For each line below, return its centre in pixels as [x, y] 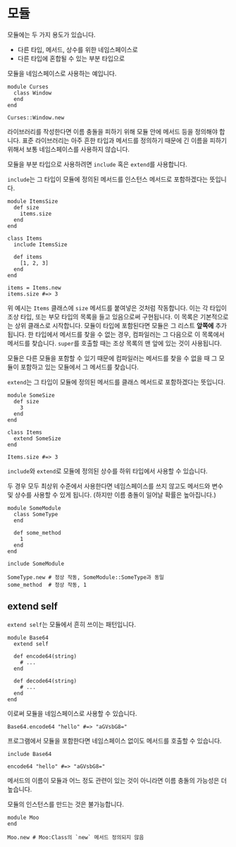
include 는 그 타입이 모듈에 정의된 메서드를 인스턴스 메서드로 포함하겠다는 [108, 179]
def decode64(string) [45, 681]
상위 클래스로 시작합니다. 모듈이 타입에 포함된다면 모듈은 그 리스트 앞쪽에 [114, 325]
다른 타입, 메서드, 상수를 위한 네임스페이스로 [78, 49]
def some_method [37, 532]
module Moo [23, 817]
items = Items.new [34, 288]
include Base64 [30, 754]
